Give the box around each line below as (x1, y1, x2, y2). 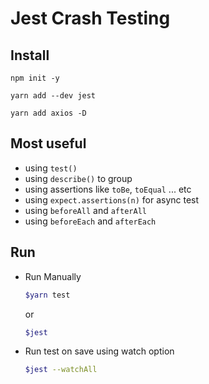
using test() (24, 162, 78, 174)
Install (10, 47, 50, 64)
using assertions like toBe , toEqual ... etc (24, 183, 192, 195)
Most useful (10, 135, 87, 152)
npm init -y (10, 73, 60, 83)
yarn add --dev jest (10, 91, 97, 101)
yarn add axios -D (10, 108, 87, 118)
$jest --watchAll (24, 365, 98, 375)
